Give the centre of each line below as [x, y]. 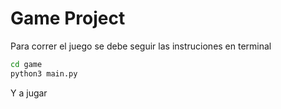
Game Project [68, 18]
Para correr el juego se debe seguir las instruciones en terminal [141, 46]
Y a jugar [29, 93]
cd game [26, 64]
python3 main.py [44, 73]
